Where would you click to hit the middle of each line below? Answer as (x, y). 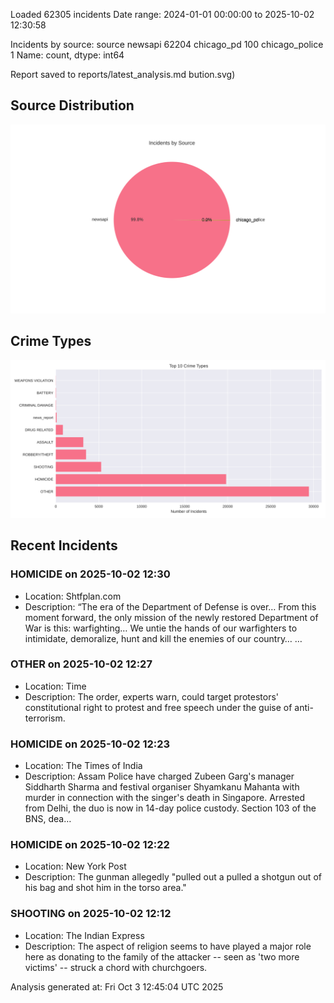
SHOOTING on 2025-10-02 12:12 (91, 914)
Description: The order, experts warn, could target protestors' (151, 696)
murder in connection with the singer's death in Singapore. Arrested (165, 798)
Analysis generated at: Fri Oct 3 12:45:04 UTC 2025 (117, 986)
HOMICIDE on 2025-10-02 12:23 (90, 744)
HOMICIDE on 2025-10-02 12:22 (90, 845)
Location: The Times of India (83, 766)
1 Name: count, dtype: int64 (67, 55)
